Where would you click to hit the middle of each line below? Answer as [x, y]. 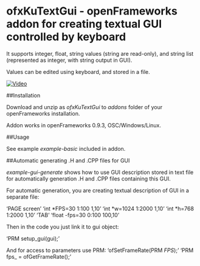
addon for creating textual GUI [84, 24]
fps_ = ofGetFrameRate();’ [39, 256]
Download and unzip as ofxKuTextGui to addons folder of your [84, 107]
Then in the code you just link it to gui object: [63, 227]
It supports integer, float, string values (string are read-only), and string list [100, 53]
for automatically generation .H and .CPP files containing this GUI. [89, 178]
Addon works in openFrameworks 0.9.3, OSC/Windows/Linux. [84, 125]
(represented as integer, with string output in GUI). [69, 60]
